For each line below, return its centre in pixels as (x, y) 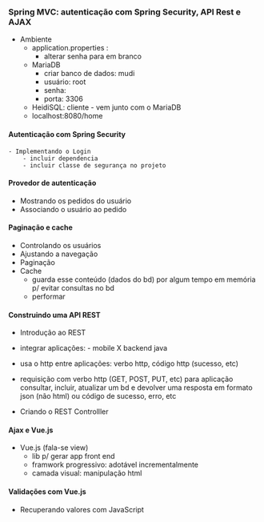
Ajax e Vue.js (31, 430)
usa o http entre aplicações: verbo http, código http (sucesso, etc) (129, 363)
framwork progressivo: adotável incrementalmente (115, 465)
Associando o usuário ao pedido (73, 209)
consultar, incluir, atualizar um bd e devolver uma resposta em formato (136, 387)
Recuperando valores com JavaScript (82, 509)
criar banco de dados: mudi (89, 74)
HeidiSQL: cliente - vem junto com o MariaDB (106, 107)
